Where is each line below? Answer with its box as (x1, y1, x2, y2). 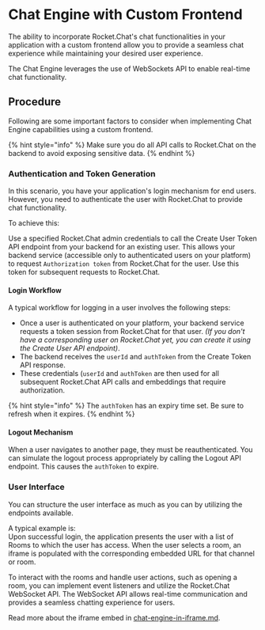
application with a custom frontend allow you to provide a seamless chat (8, 40, 244, 49)
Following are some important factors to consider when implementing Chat (8, 116, 252, 126)
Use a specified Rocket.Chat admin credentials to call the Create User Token (8, 233, 257, 243)
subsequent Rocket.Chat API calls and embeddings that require (19, 378, 226, 387)
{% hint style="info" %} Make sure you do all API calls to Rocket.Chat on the (8, 140, 257, 150)
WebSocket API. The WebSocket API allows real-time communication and (8, 589, 248, 598)
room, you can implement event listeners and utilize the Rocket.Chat (8, 580, 230, 590)
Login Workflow (8, 285, 62, 294)
